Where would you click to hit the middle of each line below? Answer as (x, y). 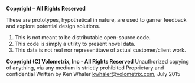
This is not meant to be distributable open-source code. (82, 37)
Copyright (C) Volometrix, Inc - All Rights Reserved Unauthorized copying (97, 62)
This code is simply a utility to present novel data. (75, 44)
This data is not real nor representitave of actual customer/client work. (100, 50)
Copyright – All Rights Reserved (46, 9)
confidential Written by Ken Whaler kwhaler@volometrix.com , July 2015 (93, 74)
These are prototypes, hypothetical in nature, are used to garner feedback (97, 20)
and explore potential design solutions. (53, 26)
